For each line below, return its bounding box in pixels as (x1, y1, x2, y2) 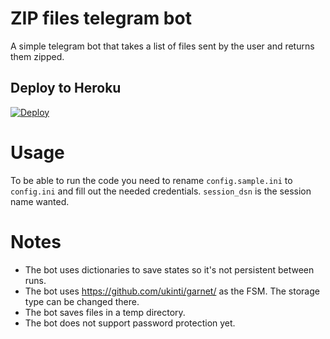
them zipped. (10, 50, 65, 62)
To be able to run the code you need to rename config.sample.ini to (10, 174, 293, 186)
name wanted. (10, 195, 70, 207)
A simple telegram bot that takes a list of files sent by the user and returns (10, 40, 315, 52)
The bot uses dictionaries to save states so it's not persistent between (24, 263, 315, 276)
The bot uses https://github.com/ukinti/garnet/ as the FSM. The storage (24, 285, 320, 297)
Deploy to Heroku (10, 80, 122, 97)
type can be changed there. (24, 295, 140, 307)
